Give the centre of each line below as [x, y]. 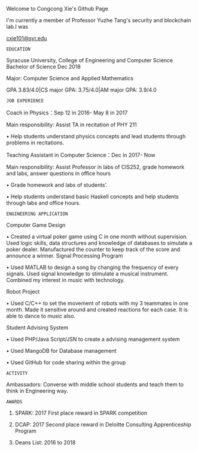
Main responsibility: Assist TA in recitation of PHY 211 [71, 125]
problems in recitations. [35, 143]
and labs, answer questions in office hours [59, 173]
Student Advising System [37, 328]
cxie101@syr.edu [27, 38]
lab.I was [17, 27]
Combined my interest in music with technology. [66, 280]
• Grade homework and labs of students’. [57, 185]
